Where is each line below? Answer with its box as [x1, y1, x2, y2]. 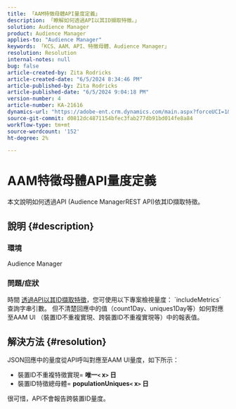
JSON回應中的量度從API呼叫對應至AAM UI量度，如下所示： [7, 356, 179, 364]
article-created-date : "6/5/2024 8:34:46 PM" [7, 75, 143, 83]
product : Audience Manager [7, 30, 86, 37]
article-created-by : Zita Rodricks [7, 69, 112, 76]
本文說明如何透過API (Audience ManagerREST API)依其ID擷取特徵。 [7, 197, 204, 206]
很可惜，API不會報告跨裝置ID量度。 [7, 394, 110, 403]
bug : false [7, 63, 39, 70]
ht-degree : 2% [7, 134, 49, 141]
